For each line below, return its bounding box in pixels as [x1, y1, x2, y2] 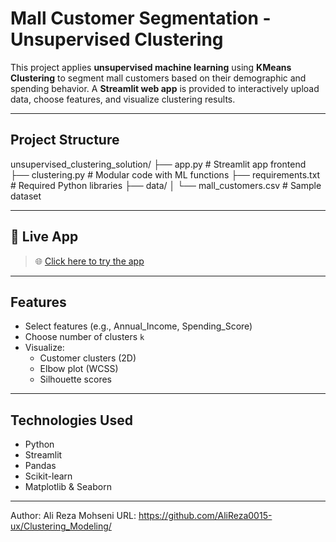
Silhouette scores [39, 373, 112, 386]
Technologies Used [10, 412, 133, 429]
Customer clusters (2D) [39, 352, 137, 364]
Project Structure [10, 132, 120, 149]
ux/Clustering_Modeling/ [10, 520, 112, 532]
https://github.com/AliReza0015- [138, 510, 273, 522]
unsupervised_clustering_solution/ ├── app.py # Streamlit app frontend [10, 158, 307, 170]
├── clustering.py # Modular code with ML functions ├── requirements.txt [10, 168, 321, 181]
